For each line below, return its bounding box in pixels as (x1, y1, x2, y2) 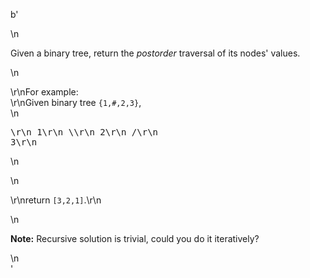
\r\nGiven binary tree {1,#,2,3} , (10, 97, 142, 108)
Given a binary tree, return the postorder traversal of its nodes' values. (10, 47, 301, 59)
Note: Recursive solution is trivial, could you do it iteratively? (10, 233, 260, 244)
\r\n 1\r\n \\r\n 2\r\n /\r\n (10, 127, 159, 138)
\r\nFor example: (10, 86, 79, 98)
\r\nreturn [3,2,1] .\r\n (10, 194, 102, 206)
